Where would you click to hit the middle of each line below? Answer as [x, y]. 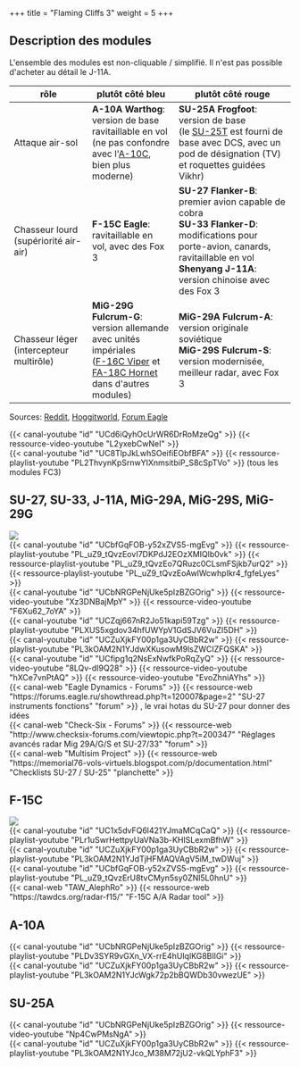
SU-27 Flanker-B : [218, 190]
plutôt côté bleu [131, 94]
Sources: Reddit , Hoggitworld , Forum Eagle [88, 417]
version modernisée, [221, 361]
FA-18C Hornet [125, 372]
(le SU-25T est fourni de [231, 131]
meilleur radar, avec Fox [229, 372]
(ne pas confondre [131, 142]
